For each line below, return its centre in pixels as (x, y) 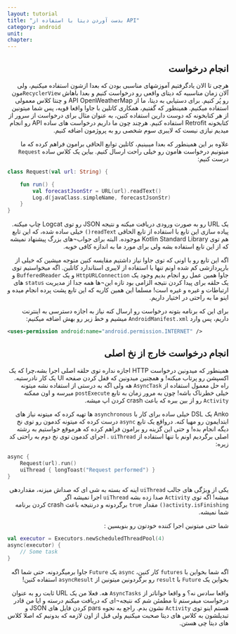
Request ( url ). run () (48, 463)
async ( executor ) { (34, 545)
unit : (15, 33)
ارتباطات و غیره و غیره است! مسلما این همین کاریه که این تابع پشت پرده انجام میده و (118, 290)
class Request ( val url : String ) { (58, 172)
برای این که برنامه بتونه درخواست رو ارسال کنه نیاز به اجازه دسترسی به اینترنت (125, 311)
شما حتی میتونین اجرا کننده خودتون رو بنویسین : (166, 526)
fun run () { (37, 184)
